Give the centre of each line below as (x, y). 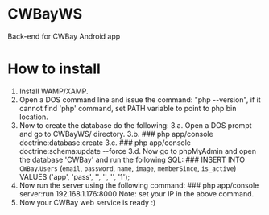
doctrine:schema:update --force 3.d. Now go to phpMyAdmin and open (138, 151)
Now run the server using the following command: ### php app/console (139, 185)
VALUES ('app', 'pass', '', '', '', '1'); (74, 176)
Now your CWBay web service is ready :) (87, 202)
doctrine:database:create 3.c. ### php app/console (105, 143)
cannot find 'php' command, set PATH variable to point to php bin (128, 108)
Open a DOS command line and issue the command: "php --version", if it (140, 99)
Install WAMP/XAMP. (54, 91)
